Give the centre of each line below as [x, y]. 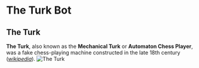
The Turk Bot [39, 10]
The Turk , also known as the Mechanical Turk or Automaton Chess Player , [99, 46]
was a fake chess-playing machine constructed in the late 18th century [93, 53]
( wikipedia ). [21, 59]
